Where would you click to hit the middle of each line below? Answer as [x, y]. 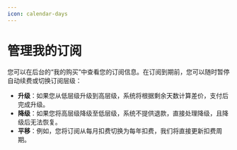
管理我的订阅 [45, 51]
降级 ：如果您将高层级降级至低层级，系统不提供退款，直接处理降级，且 [120, 113]
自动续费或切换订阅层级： [45, 80]
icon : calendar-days [38, 14]
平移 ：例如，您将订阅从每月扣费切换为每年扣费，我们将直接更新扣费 [117, 130]
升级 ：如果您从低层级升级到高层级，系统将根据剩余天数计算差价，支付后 [123, 95]
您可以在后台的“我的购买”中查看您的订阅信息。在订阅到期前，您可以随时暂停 [118, 72]
